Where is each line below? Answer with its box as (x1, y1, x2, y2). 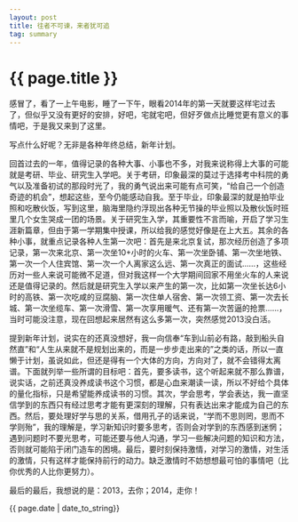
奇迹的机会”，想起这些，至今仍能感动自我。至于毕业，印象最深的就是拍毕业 (9, 192, 286, 203)
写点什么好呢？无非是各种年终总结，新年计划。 (9, 140, 180, 150)
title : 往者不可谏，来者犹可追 (9, 21, 110, 30)
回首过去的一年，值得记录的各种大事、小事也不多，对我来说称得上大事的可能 (9, 158, 289, 169)
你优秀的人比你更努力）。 (9, 466, 99, 477)
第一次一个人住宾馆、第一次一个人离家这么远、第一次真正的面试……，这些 (9, 259, 279, 269)
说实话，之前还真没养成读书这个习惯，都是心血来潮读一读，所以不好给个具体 (9, 377, 289, 388)
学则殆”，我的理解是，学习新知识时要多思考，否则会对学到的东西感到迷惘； (9, 422, 286, 432)
